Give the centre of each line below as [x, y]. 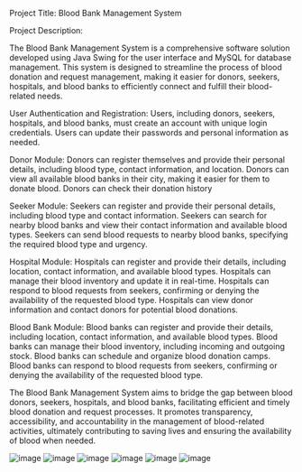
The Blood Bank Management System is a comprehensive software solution [150, 48]
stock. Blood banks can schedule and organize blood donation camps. [140, 356]
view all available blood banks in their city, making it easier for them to [140, 179]
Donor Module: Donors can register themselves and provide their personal [147, 160]
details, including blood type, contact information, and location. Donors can [149, 169]
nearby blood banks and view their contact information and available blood [148, 225]
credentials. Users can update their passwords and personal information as [149, 133]
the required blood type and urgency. [78, 244]
